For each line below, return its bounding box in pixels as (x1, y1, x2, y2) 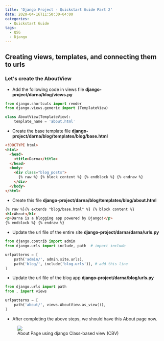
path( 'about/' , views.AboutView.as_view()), (14, 303, 106, 308)
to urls (5, 60, 25, 69)
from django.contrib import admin (5, 239, 76, 244)
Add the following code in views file (12, 86, 84, 92)
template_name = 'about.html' (14, 119, 76, 124)
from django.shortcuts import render (5, 101, 82, 106)
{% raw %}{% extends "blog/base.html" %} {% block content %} (5, 207, 135, 212)
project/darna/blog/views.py (12, 91, 72, 97)
